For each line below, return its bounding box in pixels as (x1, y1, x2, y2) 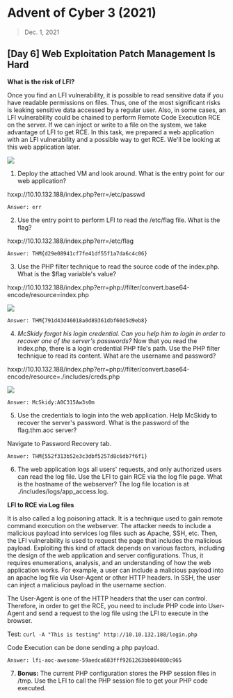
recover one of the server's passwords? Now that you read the (17, 336, 198, 345)
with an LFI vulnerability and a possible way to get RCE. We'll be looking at (7, 135, 220, 143)
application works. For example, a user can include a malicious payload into (7, 566, 224, 574)
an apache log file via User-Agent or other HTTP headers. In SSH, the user (7, 573, 220, 582)
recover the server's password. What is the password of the (17, 418, 190, 427)
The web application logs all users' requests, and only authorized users (17, 465, 223, 473)
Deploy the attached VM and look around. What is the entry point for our (17, 169, 225, 177)
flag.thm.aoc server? (17, 426, 77, 434)
